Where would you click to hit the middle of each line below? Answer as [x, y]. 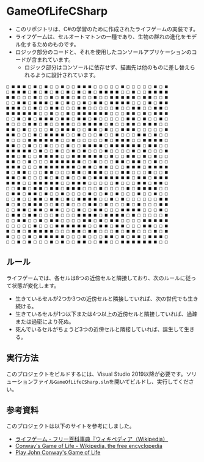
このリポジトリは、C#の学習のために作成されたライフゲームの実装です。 [107, 29]
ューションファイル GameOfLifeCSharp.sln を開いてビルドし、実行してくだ [98, 381]
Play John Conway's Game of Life [58, 453]
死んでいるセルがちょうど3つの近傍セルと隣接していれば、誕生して [100, 329]
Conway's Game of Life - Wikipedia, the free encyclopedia [89, 446]
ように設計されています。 [67, 75]
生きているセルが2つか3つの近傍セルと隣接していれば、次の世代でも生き [107, 299]
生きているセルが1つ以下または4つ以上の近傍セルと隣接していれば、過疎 [106, 314]
